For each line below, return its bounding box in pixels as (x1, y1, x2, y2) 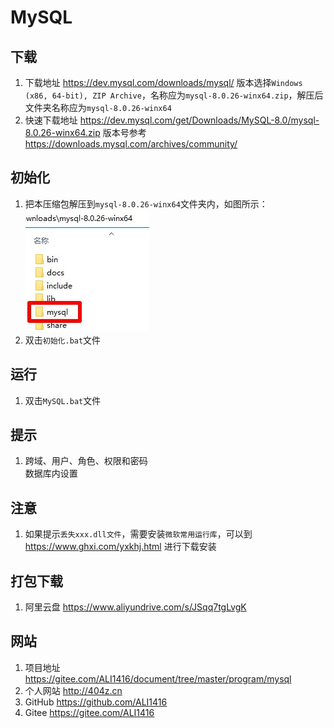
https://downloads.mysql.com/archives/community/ (24, 138, 238, 150)
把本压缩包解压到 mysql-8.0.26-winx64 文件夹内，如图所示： (24, 197, 268, 210)
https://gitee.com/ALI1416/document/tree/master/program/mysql (24, 672, 292, 685)
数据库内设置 (24, 467, 78, 480)
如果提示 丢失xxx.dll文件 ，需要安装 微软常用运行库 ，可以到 (24, 528, 253, 540)
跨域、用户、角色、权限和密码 (24, 455, 148, 467)
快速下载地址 (24, 114, 78, 126)
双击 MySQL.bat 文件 (24, 394, 102, 406)
